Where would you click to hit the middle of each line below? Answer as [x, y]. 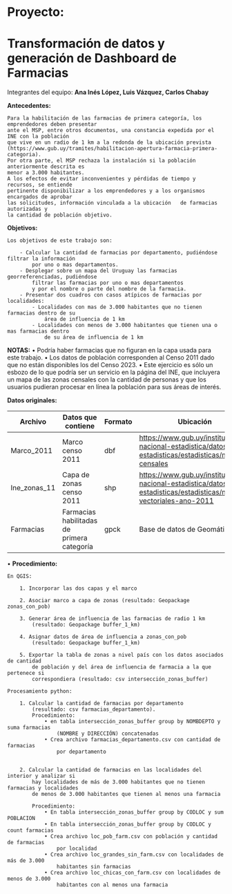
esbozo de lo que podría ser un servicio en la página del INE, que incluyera [114, 372]
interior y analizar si [41, 776]
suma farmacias [29, 728]
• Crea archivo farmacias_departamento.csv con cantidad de [132, 740]
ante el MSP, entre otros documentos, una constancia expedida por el [111, 131]
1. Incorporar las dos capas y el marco [78, 588]
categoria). [24, 155]
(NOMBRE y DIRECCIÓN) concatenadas [107, 734]
